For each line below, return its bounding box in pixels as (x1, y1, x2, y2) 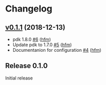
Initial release (5, 75, 33, 81)
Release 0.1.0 (5, 61, 48, 70)
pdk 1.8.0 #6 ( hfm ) (12, 36, 51, 42)
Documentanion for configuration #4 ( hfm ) (12, 47, 102, 53)
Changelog (5, 3, 52, 15)
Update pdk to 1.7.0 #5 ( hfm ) (12, 42, 72, 48)
